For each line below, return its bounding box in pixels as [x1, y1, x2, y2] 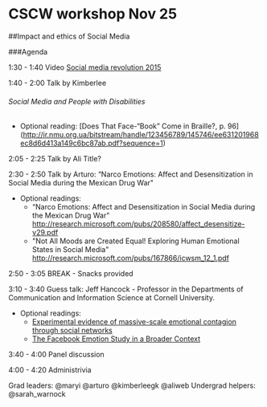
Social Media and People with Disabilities [8, 96, 146, 106]
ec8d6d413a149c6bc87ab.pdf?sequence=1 [19, 138, 163, 149]
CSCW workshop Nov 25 [8, 5, 178, 23]
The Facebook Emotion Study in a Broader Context [31, 334, 201, 344]
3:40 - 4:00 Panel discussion [8, 350, 105, 360]
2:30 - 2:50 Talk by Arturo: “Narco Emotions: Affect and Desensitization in [8, 169, 253, 179]
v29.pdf [31, 228, 59, 238]
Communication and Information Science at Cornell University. [8, 293, 216, 303]
